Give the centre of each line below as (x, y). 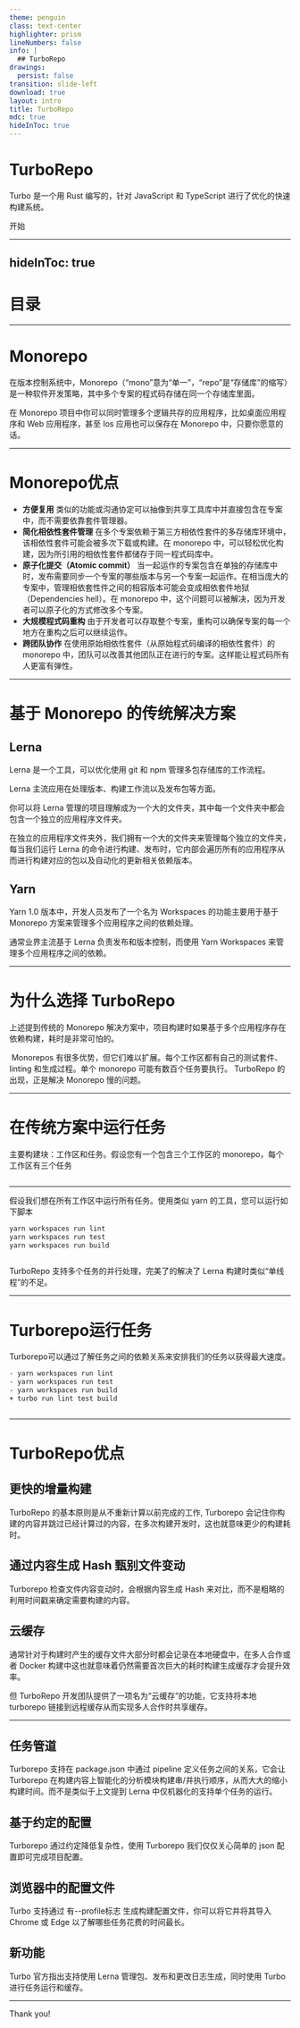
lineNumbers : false (46, 42)
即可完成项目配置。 (52, 1857)
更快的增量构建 (50, 1489)
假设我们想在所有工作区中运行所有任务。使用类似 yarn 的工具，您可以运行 (145, 1200)
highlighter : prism (46, 34)
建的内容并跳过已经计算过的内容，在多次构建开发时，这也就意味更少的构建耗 (150, 1523)
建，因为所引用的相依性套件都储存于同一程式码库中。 (120, 554)
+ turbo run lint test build (63, 1399)
